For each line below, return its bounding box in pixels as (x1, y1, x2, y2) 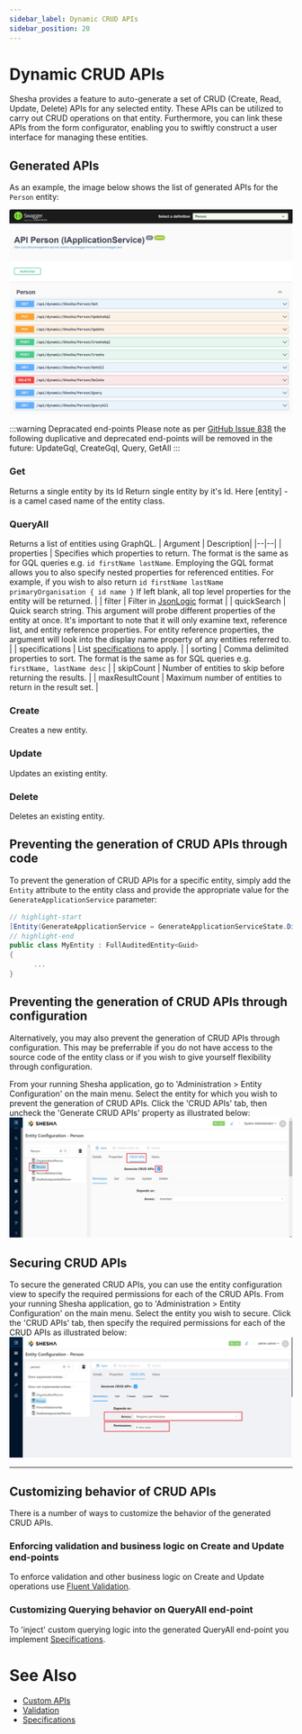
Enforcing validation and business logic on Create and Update (9, 1539, 285, 1552)
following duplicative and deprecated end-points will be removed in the (9, 433, 273, 444)
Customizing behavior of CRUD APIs (9, 1484, 217, 1499)
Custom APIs (22, 1694, 71, 1706)
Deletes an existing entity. (9, 811, 105, 822)
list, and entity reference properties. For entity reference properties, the (9, 624, 274, 635)
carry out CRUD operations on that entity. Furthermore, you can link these (9, 113, 283, 123)
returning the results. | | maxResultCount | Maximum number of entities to (9, 672, 282, 684)
